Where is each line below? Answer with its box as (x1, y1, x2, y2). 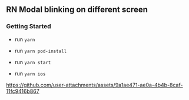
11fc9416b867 (6, 88, 39, 95)
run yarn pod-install (14, 47, 67, 54)
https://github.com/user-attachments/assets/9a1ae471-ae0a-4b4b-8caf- (6, 81, 183, 88)
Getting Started (6, 22, 51, 31)
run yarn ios (14, 70, 46, 77)
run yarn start (14, 58, 51, 65)
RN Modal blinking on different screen (6, 5, 148, 15)
